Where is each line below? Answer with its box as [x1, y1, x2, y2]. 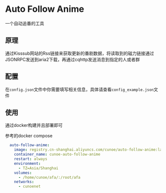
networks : [14, 179, 35, 185]
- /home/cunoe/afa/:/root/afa [18, 175, 81, 180]
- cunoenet [18, 184, 41, 189]
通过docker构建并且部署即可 [5, 122, 63, 128]
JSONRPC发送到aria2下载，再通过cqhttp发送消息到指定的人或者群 [5, 56, 140, 62]
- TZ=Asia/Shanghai [18, 165, 58, 171]
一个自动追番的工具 [5, 20, 44, 26]
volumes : [14, 170, 32, 175]
